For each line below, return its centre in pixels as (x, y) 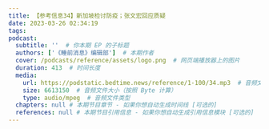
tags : (17, 30)
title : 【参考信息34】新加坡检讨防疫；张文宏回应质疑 (87, 16)
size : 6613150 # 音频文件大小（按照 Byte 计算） (100, 90)
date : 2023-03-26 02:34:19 (53, 23)
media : (26, 75)
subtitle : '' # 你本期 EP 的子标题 (72, 46)
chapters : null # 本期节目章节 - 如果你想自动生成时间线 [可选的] (116, 105)
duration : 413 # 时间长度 (58, 68)
